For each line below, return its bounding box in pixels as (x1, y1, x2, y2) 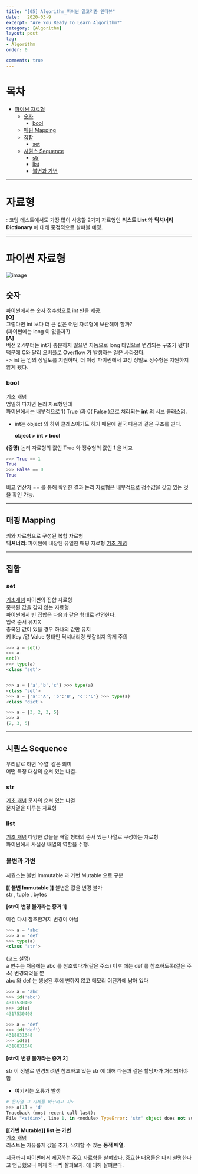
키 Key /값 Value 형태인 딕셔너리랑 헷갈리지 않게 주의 (6, 633, 128, 640)
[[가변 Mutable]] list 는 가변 (6, 1126, 71, 1134)
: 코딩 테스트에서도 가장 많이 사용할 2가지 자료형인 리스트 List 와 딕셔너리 (6, 216, 174, 223)
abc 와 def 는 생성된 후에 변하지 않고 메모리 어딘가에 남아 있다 (6, 977, 148, 984)
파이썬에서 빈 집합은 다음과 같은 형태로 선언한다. (6, 611, 117, 618)
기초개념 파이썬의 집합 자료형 (6, 596, 72, 603)
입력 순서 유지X (6, 618, 41, 625)
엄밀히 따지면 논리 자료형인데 (6, 400, 72, 407)
